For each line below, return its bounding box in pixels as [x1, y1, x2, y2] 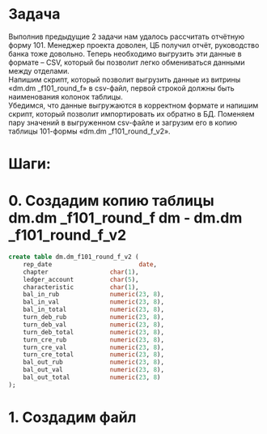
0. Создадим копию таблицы [8, 192, 214, 211]
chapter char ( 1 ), [23, 268, 139, 276]
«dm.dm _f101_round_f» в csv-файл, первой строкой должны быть [8, 83, 235, 93]
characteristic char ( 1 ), [23, 283, 139, 291]
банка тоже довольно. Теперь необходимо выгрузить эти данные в [8, 49, 242, 58]
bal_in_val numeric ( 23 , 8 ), [23, 298, 164, 306]
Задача [8, 5, 61, 23]
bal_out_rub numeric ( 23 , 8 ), [23, 358, 164, 367]
